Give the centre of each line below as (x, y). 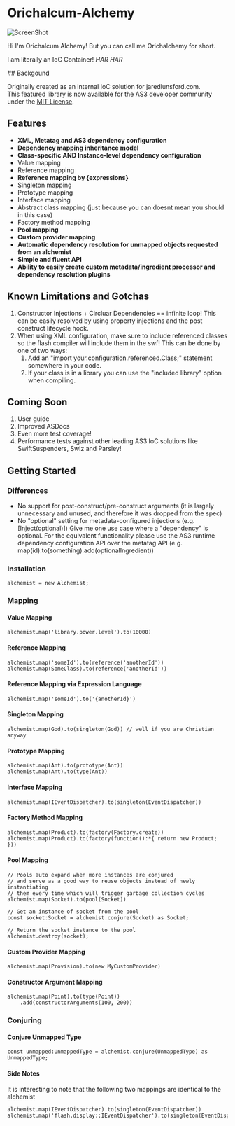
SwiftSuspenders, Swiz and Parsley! (69, 449)
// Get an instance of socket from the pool (73, 912)
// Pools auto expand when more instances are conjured (90, 875)
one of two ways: (42, 350)
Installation (27, 569)
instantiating (28, 887)
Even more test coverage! (55, 434)
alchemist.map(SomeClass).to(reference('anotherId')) (87, 669)
